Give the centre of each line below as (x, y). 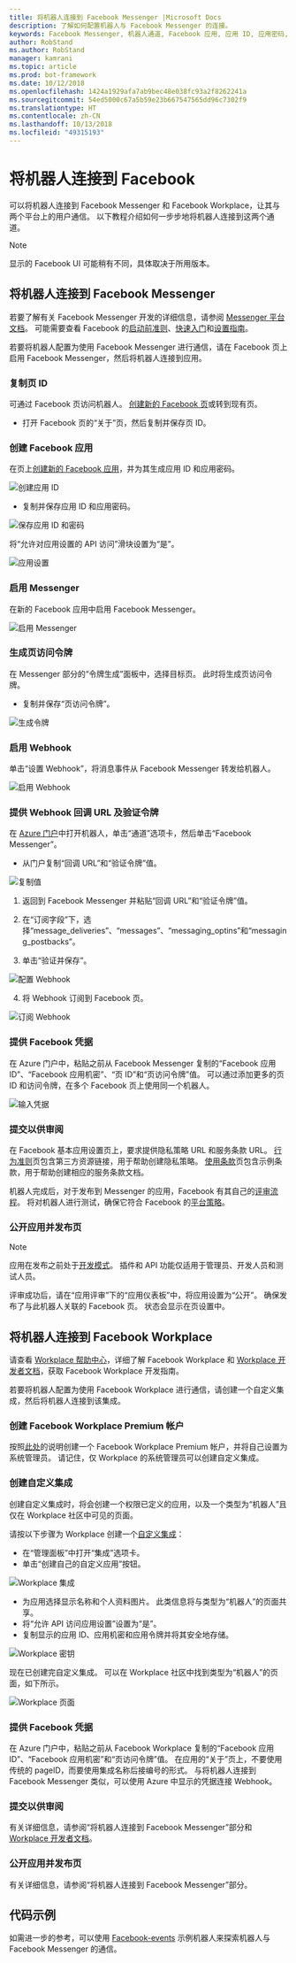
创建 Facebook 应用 (51, 448)
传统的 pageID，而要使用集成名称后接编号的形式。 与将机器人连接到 (133, 1770)
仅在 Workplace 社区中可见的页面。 (74, 1515)
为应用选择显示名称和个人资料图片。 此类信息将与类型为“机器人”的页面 (151, 1601)
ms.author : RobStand (47, 50)
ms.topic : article (43, 67)
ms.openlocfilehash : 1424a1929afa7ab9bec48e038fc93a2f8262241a (128, 91)
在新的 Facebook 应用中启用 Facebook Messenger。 (105, 609)
